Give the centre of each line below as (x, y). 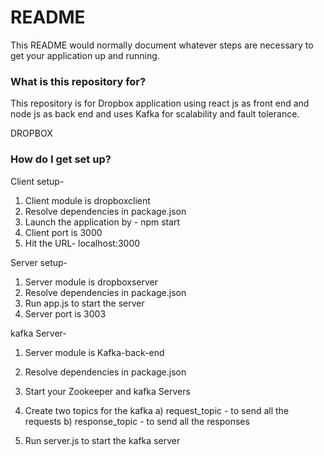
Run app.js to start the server (84, 303)
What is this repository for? (78, 81)
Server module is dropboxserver (91, 282)
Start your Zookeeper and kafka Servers (107, 391)
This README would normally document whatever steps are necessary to (162, 45)
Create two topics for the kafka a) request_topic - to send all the (157, 410)
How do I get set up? (61, 159)
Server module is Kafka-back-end (94, 352)
